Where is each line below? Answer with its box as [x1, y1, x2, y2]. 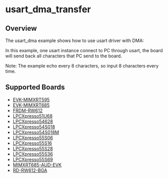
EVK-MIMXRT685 [12, 102, 50, 108]
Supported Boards [5, 83, 65, 92]
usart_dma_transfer [5, 4, 91, 15]
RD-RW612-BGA [12, 167, 48, 173]
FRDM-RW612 [12, 107, 43, 114]
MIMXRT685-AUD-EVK [12, 162, 62, 168]
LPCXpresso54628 [12, 118, 53, 124]
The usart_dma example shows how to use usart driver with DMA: [5, 37, 144, 43]
